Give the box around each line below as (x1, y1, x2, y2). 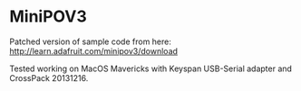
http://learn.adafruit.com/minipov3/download (9, 45, 179, 56)
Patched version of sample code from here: (9, 36, 172, 47)
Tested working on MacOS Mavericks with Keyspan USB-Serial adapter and (9, 63, 293, 74)
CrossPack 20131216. (9, 72, 89, 83)
